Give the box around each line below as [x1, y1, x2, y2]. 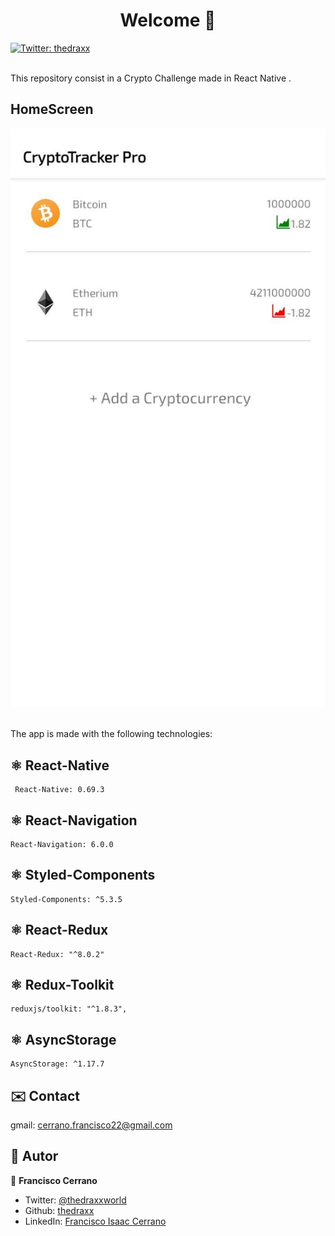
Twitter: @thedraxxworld [24, 1194, 127, 1206]
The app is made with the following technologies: [10, 728, 213, 740]
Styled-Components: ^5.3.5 [10, 894, 123, 904]
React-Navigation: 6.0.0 [10, 839, 114, 849]
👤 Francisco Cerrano [10, 1174, 98, 1186]
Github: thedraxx [24, 1204, 95, 1216]
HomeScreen [10, 101, 94, 118]
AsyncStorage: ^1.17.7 [10, 1059, 105, 1069]
